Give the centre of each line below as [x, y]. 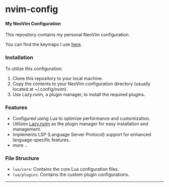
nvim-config [32, 9]
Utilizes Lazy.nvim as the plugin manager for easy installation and [80, 123]
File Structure [22, 158]
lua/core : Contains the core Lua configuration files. [66, 169]
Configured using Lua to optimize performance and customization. [81, 118]
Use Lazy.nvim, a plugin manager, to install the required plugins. [79, 94]
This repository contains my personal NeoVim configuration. [67, 35]
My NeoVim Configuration [33, 23]
